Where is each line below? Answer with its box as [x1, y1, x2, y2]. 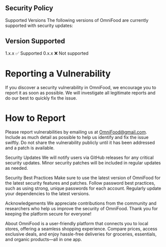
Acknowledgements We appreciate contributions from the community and [5, 200, 157, 206]
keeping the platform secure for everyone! [5, 211, 92, 217]
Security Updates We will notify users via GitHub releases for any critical [5, 154, 154, 160]
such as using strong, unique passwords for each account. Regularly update [5, 185, 162, 191]
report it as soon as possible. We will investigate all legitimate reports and [5, 90, 156, 96]
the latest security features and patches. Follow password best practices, [5, 180, 156, 186]
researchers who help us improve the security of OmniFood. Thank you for [5, 205, 158, 211]
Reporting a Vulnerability [5, 68, 111, 79]
